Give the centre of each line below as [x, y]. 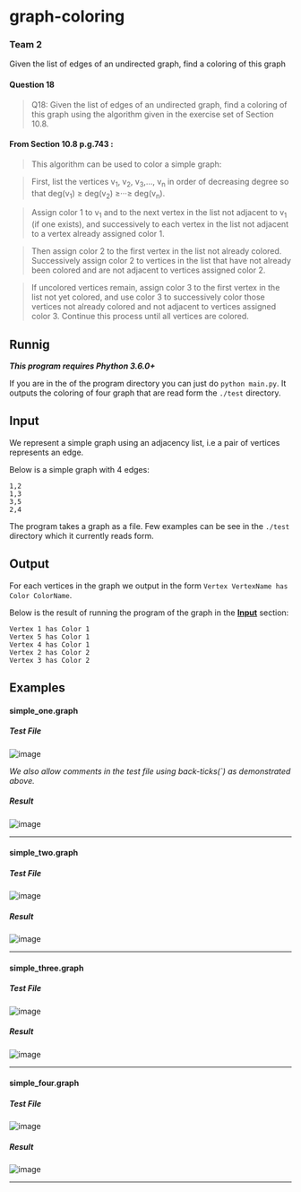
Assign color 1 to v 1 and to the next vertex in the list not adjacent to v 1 [159, 214]
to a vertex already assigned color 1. [98, 234]
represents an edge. [47, 452]
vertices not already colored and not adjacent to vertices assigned [154, 307]
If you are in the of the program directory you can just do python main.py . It [148, 384]
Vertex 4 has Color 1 [50, 644]
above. [22, 780]
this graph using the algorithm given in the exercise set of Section [152, 114]
